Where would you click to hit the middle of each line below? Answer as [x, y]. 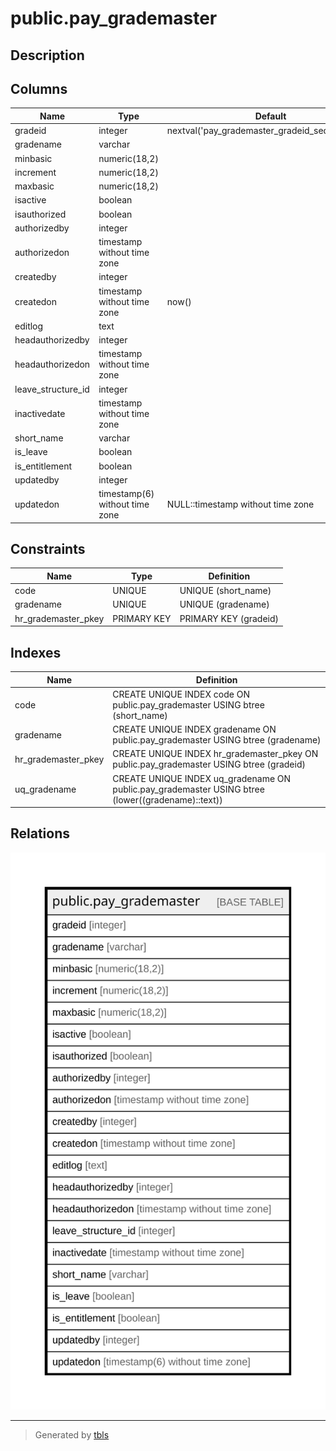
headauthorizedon [52, 364]
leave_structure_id [52, 389]
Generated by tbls [72, 1435]
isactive [30, 200]
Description [47, 55]
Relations [40, 833]
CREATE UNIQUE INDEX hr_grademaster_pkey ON [215, 754]
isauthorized [40, 214]
